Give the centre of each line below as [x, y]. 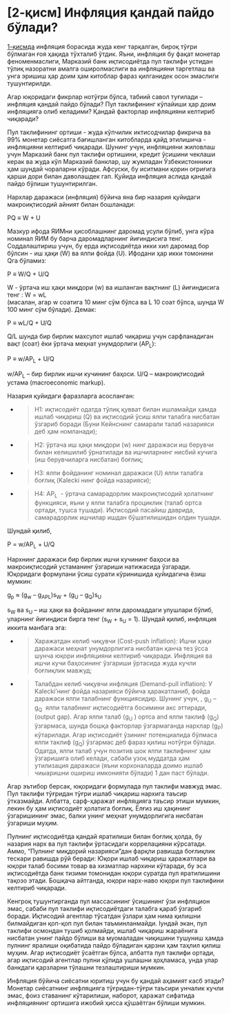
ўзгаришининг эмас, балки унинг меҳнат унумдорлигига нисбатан [105, 816]
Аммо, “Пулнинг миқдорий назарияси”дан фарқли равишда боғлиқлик [111, 851]
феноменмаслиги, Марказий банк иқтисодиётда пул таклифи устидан [110, 61]
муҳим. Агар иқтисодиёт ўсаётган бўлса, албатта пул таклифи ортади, [111, 953]
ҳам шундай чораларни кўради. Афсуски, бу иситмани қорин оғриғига [111, 169]
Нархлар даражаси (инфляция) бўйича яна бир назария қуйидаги [104, 197]
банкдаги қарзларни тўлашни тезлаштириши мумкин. [86, 968]
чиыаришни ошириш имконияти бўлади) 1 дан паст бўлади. [121, 773]
